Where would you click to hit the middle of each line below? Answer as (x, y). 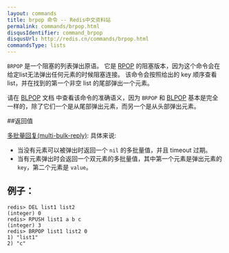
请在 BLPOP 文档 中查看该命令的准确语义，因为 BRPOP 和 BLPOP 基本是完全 (113, 98)
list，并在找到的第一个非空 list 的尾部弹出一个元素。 (80, 83)
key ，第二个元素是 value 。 (55, 167)
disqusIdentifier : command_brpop (55, 33)
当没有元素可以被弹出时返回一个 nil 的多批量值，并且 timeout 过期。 (114, 150)
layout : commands (32, 13)
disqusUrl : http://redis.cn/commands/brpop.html (78, 39)
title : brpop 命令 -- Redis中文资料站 (59, 20)
